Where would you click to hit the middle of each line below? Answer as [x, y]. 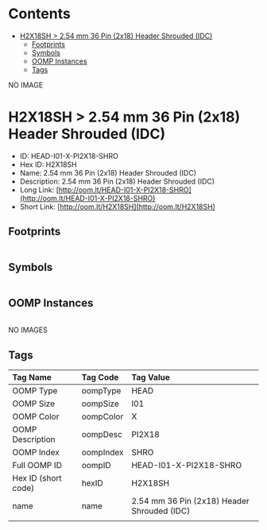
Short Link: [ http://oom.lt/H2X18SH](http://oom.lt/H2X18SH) [118, 207]
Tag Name [32, 377]
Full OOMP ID [37, 466]
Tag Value [151, 377]
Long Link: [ [39, 190]
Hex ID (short [37, 478]
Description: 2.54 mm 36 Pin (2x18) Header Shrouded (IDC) [117, 181]
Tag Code [100, 377]
